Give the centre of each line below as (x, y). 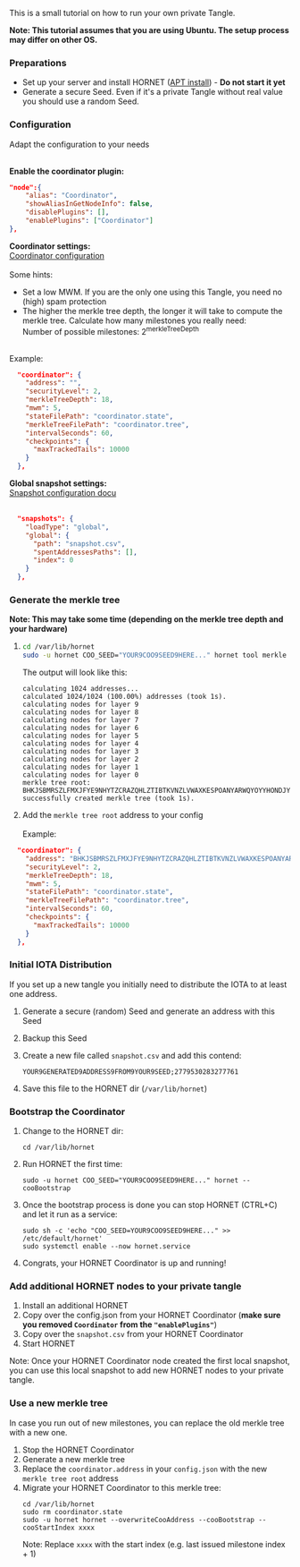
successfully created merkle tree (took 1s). (108, 799)
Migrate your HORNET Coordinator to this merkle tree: (121, 1487)
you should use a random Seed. (81, 101)
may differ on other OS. (54, 40)
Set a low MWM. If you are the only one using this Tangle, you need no (152, 292)
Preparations (38, 63)
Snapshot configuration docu (63, 493)
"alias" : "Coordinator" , (71, 196)
